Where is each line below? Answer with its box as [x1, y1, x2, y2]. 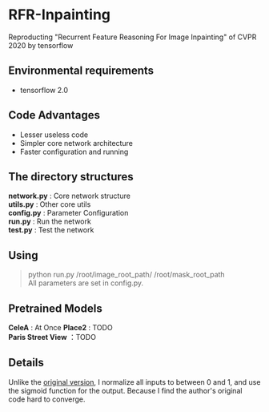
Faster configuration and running [19, 147, 129, 156]
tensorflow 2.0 [19, 85, 69, 95]
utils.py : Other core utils [8, 200, 91, 209]
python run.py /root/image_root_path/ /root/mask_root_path [27, 270, 226, 280]
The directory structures [8, 170, 134, 184]
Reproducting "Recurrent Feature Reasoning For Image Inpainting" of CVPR [8, 32, 257, 42]
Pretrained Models [8, 301, 102, 315]
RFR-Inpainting [8, 6, 110, 24]
